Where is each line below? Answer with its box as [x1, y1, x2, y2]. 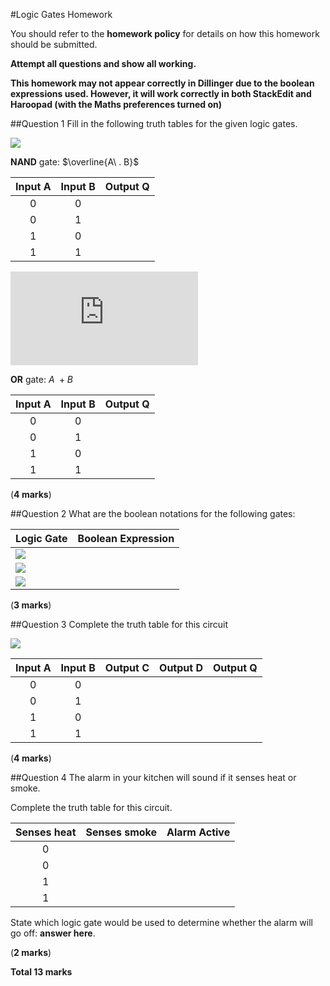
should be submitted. [10, 39, 98, 50]
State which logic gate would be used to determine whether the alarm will [10, 917, 313, 928]
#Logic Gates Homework [10, 9, 113, 20]
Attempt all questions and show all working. [10, 58, 197, 69]
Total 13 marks [10, 966, 73, 978]
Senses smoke [85, 825, 158, 839]
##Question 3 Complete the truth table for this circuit [10, 619, 229, 630]
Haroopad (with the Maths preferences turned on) [10, 99, 222, 110]
